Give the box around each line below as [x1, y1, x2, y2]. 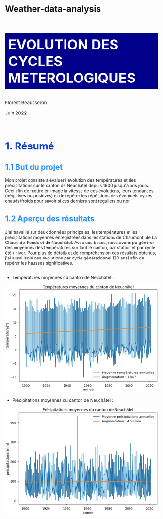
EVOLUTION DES [8, 36, 119, 53]
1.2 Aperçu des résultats [5, 214, 95, 224]
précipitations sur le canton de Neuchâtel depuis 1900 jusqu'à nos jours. [5, 183, 149, 189]
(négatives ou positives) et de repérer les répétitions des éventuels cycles [5, 193, 153, 199]
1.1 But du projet [5, 162, 63, 172]
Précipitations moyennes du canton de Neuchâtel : [12, 397, 113, 403]
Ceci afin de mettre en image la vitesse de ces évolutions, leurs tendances [5, 188, 154, 194]
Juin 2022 [5, 110, 27, 116]
